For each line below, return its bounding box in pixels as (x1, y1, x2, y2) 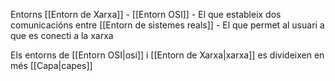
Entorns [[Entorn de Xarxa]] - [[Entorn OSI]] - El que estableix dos (10, 9, 282, 20)
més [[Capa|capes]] (10, 60, 93, 71)
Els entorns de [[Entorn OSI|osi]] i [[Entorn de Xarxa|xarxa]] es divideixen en (10, 49, 325, 61)
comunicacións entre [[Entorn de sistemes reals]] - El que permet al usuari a (10, 19, 325, 31)
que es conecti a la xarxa (10, 30, 114, 41)
